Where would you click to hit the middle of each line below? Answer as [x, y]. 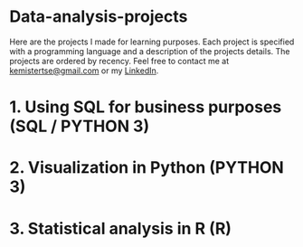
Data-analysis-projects [99, 17]
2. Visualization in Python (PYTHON [147, 168]
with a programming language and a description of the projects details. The [150, 51]
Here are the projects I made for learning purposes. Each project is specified [152, 42]
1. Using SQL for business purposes [146, 107]
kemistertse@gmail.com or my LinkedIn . [84, 71]
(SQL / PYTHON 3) [80, 126]
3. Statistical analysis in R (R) [121, 228]
